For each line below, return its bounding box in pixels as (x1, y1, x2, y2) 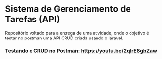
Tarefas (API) (5, 14, 60, 25)
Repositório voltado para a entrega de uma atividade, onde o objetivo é (5, 30, 149, 36)
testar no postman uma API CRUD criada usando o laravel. (5, 35, 124, 41)
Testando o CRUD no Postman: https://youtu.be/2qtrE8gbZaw (5, 47, 158, 54)
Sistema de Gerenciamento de (5, 3, 131, 15)
